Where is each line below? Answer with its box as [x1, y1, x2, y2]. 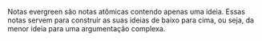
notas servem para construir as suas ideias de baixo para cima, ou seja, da [7, 15, 254, 25]
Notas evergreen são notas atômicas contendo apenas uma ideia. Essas [7, 7, 246, 16]
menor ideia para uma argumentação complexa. [7, 24, 166, 33]
